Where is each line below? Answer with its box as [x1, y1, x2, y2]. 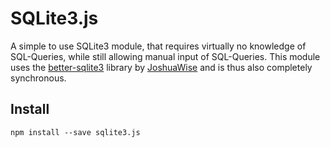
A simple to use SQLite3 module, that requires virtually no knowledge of [10, 40, 307, 52]
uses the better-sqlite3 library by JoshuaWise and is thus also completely [10, 61, 313, 73]
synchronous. [10, 72, 67, 84]
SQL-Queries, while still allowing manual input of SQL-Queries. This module [10, 50, 321, 62]
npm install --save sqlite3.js [10, 127, 141, 137]
